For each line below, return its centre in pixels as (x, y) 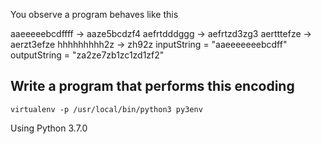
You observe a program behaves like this (94, 14)
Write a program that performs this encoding (152, 86)
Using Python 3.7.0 (49, 128)
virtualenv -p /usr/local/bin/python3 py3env (106, 109)
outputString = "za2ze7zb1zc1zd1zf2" (87, 55)
